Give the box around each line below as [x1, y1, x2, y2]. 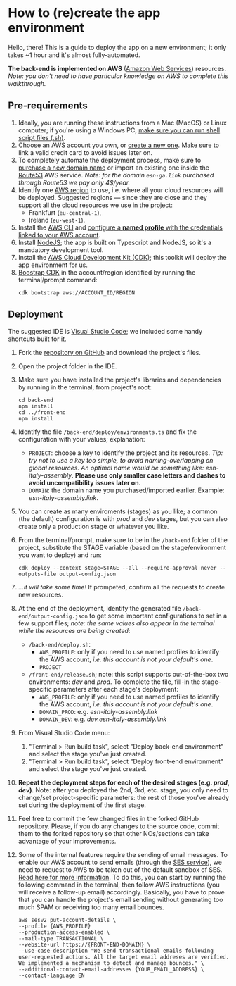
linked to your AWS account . [18, 230, 101, 239]
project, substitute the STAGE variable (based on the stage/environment [18, 543, 227, 551]
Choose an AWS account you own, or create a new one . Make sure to [18, 141, 220, 149]
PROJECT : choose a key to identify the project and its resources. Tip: [28, 449, 223, 457]
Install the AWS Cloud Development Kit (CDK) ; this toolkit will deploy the [18, 253, 227, 261]
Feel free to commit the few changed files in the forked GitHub [18, 814, 199, 823]
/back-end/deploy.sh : [28, 639, 91, 649]
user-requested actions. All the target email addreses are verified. [18, 953, 230, 961]
